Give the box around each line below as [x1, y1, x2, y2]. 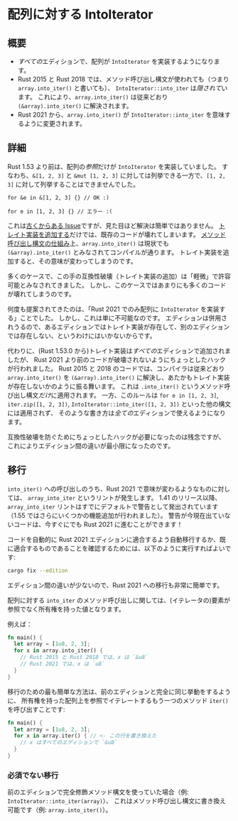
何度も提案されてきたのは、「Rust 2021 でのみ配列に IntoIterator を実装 [7, 305, 220, 313]
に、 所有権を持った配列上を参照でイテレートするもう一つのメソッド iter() [7, 696, 229, 705]
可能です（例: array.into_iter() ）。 [7, 805, 112, 814]
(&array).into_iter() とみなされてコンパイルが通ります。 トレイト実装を [7, 248, 224, 256]
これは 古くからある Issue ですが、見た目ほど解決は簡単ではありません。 [7, 221, 218, 229]
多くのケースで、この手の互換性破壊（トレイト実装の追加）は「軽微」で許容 [7, 271, 231, 281]
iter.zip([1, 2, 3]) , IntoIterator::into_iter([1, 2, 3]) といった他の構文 [7, 399, 232, 408]
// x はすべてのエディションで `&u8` [20, 739, 118, 746]
